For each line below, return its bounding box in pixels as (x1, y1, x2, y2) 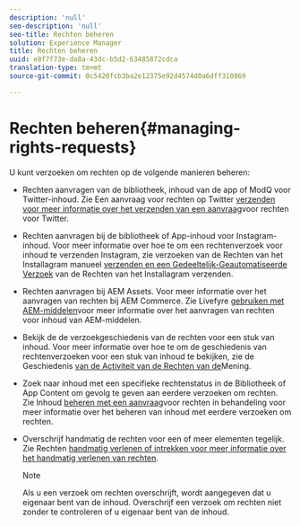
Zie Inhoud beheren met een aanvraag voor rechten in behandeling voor (21, 397, 287, 408)
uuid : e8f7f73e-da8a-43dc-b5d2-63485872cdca (9, 55, 178, 64)
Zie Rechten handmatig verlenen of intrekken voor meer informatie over (21, 443, 287, 453)
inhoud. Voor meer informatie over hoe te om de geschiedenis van (21, 341, 267, 352)
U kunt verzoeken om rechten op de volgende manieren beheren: (9, 167, 251, 178)
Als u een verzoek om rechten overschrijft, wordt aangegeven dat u (21, 487, 271, 498)
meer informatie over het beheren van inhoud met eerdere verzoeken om (21, 406, 292, 417)
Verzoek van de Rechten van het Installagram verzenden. (21, 268, 234, 279)
